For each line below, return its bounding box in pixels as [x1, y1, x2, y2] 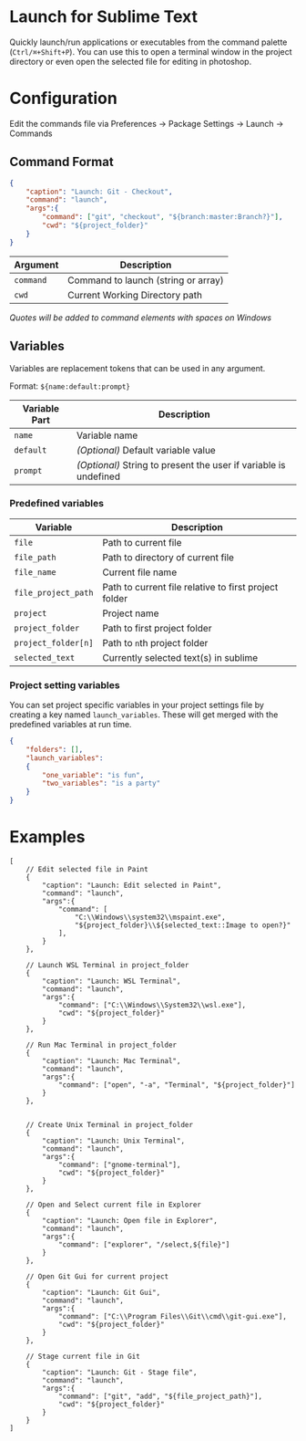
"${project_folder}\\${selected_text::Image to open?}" [74, 921, 291, 930]
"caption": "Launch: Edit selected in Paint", [42, 881, 222, 891]
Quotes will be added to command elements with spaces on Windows [9, 312, 271, 323]
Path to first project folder [102, 621, 212, 634]
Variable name [76, 429, 138, 442]
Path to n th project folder [102, 636, 209, 649]
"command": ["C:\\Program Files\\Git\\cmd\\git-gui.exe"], [57, 1312, 287, 1321]
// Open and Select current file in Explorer [25, 1200, 202, 1210]
